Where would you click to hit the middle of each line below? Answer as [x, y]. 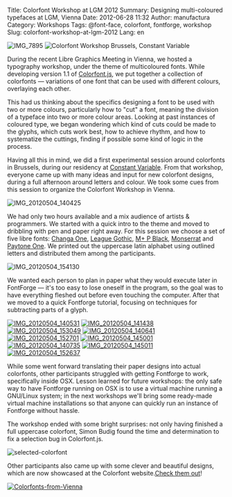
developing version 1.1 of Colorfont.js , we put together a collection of [105, 74]
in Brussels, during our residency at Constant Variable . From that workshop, [115, 167]
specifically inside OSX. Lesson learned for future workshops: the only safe [115, 381]
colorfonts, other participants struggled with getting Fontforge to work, [108, 374]
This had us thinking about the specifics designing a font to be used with [111, 102]
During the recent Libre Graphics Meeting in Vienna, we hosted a [100, 59]
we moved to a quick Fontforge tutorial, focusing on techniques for [102, 302]
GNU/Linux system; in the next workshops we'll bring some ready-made [110, 396]
